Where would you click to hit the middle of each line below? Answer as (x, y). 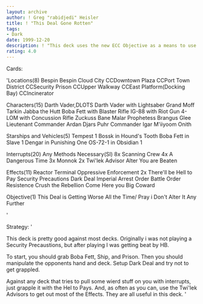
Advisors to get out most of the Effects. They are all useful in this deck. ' (96, 294)
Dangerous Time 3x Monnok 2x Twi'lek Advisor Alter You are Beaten (92, 160)
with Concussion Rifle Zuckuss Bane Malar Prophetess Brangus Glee (105, 117)
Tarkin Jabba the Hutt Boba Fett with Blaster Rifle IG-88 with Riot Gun (93, 111)
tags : (13, 29)
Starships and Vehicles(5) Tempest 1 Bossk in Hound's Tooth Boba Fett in (98, 136)
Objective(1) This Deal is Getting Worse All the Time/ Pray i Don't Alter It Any (101, 197)
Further (15, 203)
